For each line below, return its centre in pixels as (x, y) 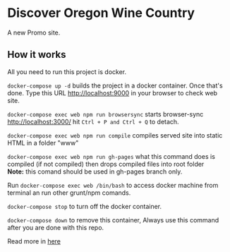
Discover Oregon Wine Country (101, 13)
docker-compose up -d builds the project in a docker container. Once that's (115, 85)
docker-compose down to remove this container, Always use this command (113, 220)
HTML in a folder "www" (43, 143)
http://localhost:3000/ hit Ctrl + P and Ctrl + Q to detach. (93, 121)
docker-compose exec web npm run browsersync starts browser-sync (105, 114)
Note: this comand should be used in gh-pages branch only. (95, 172)
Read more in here (34, 241)
